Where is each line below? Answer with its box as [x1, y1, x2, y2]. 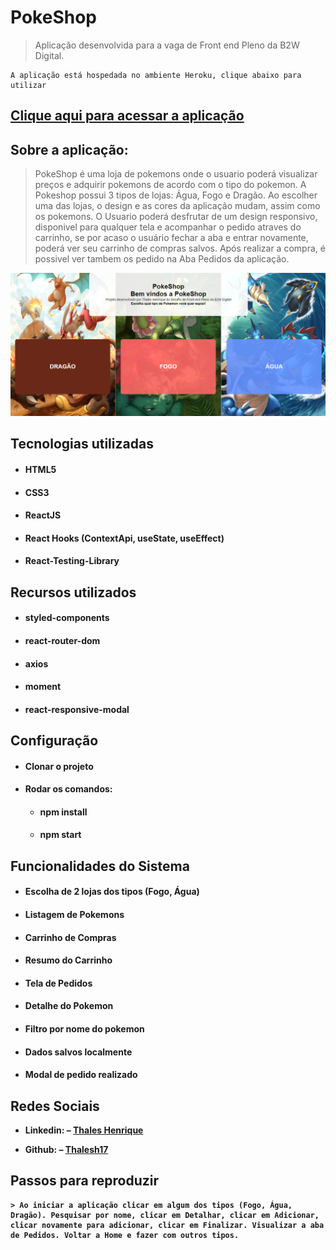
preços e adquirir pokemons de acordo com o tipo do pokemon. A [34, 179, 307, 191]
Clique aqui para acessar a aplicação [10, 107, 245, 125]
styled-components [24, 612, 110, 624]
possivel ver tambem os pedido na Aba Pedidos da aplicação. [34, 253, 290, 265]
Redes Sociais [10, 1097, 100, 1115]
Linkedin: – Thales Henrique [24, 1124, 144, 1136]
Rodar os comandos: [24, 783, 113, 795]
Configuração [10, 732, 99, 750]
